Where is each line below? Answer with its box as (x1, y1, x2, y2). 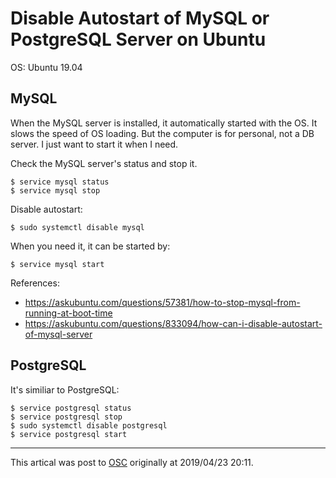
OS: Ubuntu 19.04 (10, 61, 83, 73)
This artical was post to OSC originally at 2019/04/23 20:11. (10, 456, 254, 468)
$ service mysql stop (10, 185, 101, 196)
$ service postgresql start (10, 429, 128, 439)
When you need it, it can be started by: (10, 240, 171, 252)
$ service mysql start (10, 259, 105, 269)
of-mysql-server (24, 328, 93, 340)
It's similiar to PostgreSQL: (10, 383, 120, 396)
